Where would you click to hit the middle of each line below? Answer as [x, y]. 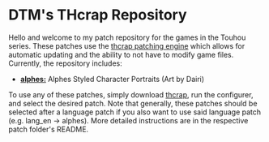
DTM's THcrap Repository [98, 15]
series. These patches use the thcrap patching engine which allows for [127, 45]
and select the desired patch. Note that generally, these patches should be [133, 103]
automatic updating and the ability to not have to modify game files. [121, 54]
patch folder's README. [49, 129]
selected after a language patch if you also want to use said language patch [135, 112]
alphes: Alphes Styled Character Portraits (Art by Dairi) [112, 79]
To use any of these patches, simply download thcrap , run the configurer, [131, 94]
